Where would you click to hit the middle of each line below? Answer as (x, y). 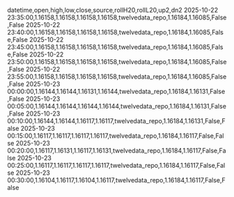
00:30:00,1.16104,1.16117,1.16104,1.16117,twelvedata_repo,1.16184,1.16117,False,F (117, 180)
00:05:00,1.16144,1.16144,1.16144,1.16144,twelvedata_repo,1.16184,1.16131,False (117, 106)
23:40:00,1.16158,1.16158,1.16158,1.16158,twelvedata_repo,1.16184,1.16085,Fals (116, 32)
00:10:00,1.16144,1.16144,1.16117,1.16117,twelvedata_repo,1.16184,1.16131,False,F (116, 121)
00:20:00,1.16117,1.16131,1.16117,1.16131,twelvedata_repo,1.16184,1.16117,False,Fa (117, 150)
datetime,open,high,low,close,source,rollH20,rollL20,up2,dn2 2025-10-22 (112, 10)
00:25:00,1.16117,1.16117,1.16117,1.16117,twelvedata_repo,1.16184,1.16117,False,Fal (116, 165)
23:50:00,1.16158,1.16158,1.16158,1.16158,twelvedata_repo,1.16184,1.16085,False (117, 62)
